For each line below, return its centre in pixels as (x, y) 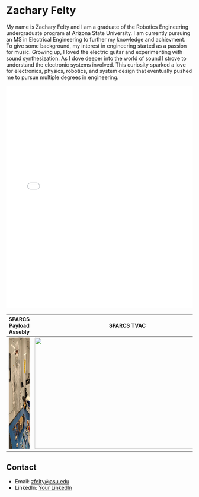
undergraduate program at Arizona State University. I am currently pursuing (98, 33)
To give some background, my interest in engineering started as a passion (97, 46)
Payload (19, 326)
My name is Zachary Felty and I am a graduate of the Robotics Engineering (97, 27)
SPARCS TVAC (127, 326)
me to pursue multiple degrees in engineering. (62, 77)
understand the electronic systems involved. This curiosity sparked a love (96, 64)
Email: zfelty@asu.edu (42, 481)
